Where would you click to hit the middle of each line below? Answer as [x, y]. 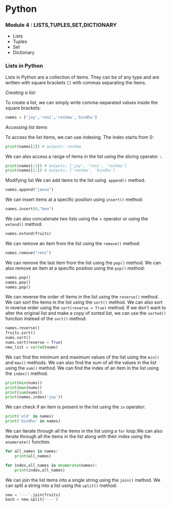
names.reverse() [23, 328]
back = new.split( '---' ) [32, 500]
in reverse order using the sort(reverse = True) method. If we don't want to [86, 308]
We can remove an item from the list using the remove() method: [73, 243]
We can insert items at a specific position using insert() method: [74, 200]
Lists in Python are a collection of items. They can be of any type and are [82, 77]
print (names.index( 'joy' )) [34, 397]
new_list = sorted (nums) [32, 347]
